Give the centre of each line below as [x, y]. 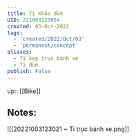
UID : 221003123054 [33, 20]
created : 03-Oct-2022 [38, 26]
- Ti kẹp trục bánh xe [46, 59]
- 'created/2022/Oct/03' [49, 39]
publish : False [29, 71]
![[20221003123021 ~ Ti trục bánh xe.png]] [68, 129]
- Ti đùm [26, 65]
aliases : [20, 52]
